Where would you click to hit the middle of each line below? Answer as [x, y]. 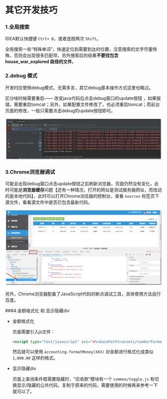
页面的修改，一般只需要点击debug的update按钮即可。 [60, 110]
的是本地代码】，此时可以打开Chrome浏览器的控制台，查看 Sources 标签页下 [82, 196]
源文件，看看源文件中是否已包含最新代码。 [49, 202]
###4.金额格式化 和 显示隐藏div [37, 311]
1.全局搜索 [17, 27]
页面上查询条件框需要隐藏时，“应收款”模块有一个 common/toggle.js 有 [83, 379]
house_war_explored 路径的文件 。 [41, 62]
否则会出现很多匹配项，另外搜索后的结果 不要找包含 [66, 56]
